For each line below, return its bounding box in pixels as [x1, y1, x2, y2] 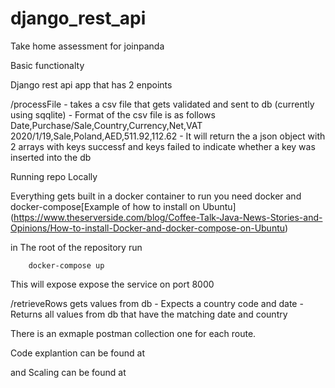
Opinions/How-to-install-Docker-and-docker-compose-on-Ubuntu [10, 222, 286, 234]
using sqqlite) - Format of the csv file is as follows [10, 108, 216, 121]
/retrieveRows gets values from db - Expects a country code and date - [10, 297, 304, 309]
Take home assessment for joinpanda [10, 40, 165, 52]
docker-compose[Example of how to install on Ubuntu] [10, 200, 237, 212]
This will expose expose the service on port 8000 [10, 278, 215, 290]
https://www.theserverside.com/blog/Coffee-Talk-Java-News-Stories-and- [13, 211, 323, 223]
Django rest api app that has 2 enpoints [10, 78, 173, 91]
